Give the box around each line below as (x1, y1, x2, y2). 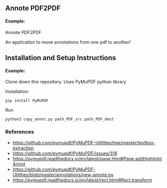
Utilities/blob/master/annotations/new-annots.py (12, 172, 114, 178)
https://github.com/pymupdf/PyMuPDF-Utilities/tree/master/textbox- (12, 140, 155, 146)
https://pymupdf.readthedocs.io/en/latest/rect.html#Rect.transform (12, 177, 152, 183)
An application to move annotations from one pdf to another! (5, 39, 131, 45)
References (5, 128, 34, 135)
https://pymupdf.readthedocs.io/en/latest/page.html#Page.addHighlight (12, 156, 162, 162)
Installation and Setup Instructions (5, 53, 116, 62)
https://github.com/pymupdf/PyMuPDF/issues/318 (12, 150, 118, 156)
